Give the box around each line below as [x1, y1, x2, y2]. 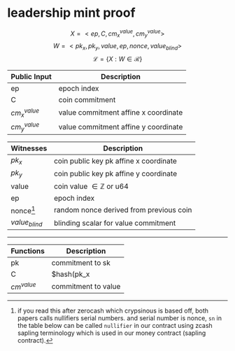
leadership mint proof [7, 5, 136, 21]
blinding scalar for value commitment [53, 218, 176, 228]
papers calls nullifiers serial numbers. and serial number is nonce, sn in [17, 314, 222, 322]
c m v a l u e [10, 281, 36, 292]
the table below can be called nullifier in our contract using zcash [17, 322, 213, 330]
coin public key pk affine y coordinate [53, 169, 177, 178]
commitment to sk [51, 258, 111, 268]
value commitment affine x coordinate [58, 108, 183, 117]
